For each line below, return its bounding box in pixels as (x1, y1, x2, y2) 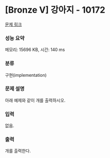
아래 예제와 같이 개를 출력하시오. (5, 97, 66, 103)
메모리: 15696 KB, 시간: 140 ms (5, 47, 65, 53)
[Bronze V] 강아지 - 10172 (5, 4, 105, 16)
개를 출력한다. (5, 148, 31, 154)
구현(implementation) (5, 72, 47, 78)
